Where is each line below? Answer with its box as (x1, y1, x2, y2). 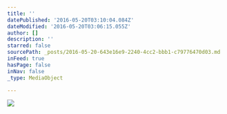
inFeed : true (7, 55, 45, 62)
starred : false (7, 42, 51, 49)
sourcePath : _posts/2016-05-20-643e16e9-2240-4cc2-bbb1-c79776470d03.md (7, 49, 221, 56)
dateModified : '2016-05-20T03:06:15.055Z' (7, 23, 131, 30)
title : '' (7, 10, 36, 17)
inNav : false (7, 68, 45, 75)
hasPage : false (7, 61, 51, 68)
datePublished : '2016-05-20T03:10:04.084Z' (7, 17, 135, 23)
